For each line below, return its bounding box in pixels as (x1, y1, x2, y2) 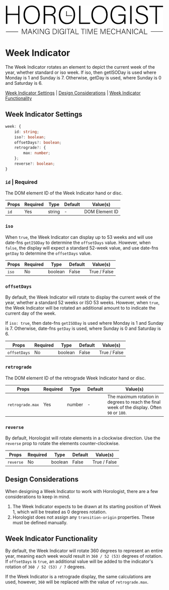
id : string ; (14, 129, 39, 134)
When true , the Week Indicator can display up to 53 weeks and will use (5, 234, 153, 240)
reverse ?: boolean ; (14, 161, 55, 167)
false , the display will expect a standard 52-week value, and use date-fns (5, 244, 158, 251)
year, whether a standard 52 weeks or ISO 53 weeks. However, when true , (5, 300, 160, 306)
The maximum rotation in (107, 394, 159, 400)
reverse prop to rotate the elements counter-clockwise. (5, 440, 120, 447)
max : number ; (23, 151, 51, 156)
